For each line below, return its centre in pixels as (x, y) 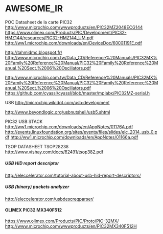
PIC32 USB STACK (24, 121)
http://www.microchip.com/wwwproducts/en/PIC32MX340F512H (71, 226)
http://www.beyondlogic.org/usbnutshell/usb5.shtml (58, 112)
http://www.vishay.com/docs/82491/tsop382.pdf (54, 152)
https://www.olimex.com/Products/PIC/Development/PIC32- (66, 32)
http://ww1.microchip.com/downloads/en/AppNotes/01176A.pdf (69, 127)
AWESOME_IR (34, 9)
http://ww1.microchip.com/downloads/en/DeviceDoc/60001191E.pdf (74, 43)
